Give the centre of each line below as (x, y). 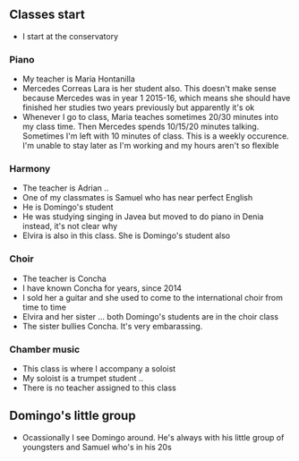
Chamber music (45, 349)
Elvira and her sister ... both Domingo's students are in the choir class (150, 316)
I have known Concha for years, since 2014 (102, 288)
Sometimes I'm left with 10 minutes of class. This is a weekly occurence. (155, 136)
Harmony (30, 169)
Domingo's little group (73, 416)
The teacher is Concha (64, 278)
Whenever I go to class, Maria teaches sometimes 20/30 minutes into (150, 117)
